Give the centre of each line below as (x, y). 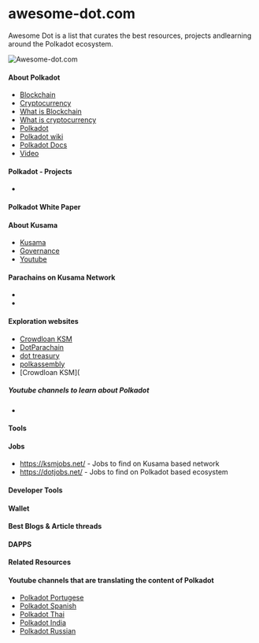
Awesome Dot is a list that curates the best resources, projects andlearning (130, 35)
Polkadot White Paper (44, 206)
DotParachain (42, 347)
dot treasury (40, 355)
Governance (40, 251)
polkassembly (42, 364)
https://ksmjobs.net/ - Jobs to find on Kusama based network (119, 464)
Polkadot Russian (48, 631)
